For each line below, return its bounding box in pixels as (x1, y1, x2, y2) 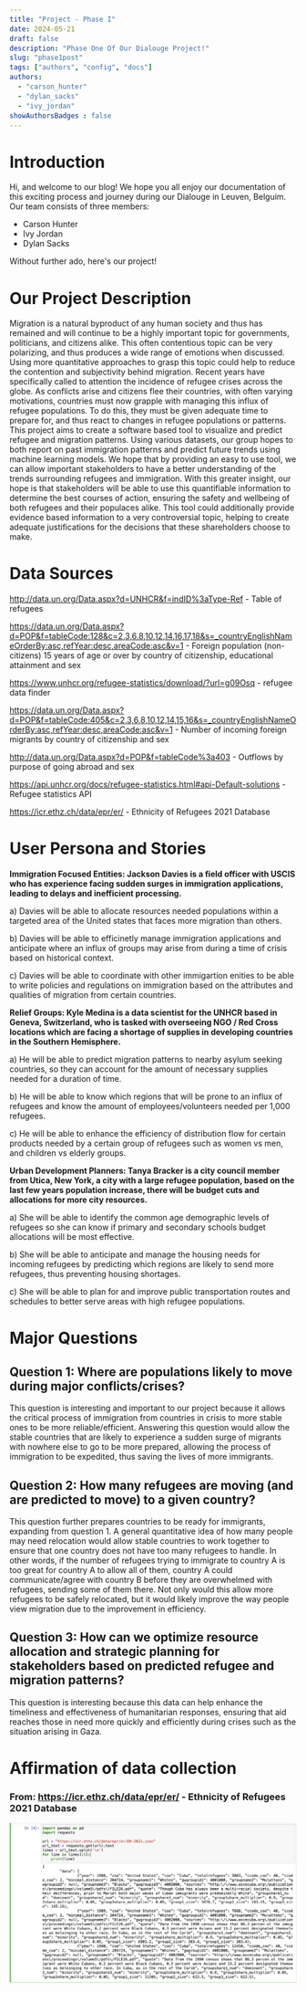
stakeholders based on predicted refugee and (9, 1658, 275, 1674)
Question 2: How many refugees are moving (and (9, 1477, 294, 1493)
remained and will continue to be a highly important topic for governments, (9, 328, 290, 339)
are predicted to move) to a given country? (9, 1492, 256, 1507)
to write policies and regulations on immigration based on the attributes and (9, 980, 293, 991)
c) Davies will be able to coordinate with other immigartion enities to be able (9, 970, 294, 981)
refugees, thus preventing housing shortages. (9, 1269, 181, 1280)
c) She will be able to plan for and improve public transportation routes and (9, 1286, 291, 1297)
